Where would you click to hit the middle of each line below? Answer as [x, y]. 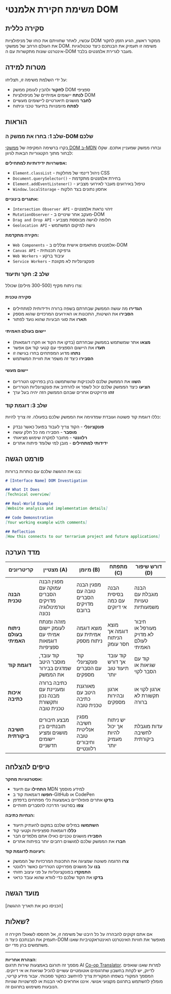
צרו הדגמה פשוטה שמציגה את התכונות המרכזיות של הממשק [70, 861]
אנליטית [85, 730]
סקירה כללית [25, 28]
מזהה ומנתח [52, 622]
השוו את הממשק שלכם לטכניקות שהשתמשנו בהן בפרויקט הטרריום [77, 382]
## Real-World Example [29, 504]
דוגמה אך [118, 631]
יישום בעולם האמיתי [26, 331]
